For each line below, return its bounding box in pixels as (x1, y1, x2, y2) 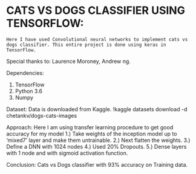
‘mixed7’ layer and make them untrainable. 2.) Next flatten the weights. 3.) (6, 137, 191, 144)
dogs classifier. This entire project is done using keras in (6, 42, 166, 48)
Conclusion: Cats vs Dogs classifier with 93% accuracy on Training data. (6, 161, 188, 168)
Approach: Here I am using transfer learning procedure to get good (6, 123, 174, 130)
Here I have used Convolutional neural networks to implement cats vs (6, 36, 188, 42)
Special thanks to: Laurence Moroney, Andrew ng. (6, 57, 131, 65)
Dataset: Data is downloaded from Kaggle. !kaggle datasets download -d (6, 105, 188, 112)
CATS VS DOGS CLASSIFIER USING (6, 4, 186, 18)
